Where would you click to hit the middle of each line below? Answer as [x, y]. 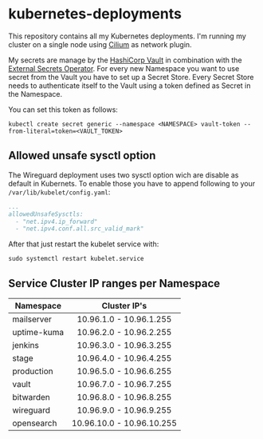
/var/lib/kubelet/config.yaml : [59, 192]
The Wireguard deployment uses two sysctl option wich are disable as [124, 175]
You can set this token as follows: [63, 110]
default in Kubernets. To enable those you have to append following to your [132, 183]
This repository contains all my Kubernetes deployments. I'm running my [128, 36]
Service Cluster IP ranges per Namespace [114, 283]
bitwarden [31, 397]
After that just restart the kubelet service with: [84, 244]
